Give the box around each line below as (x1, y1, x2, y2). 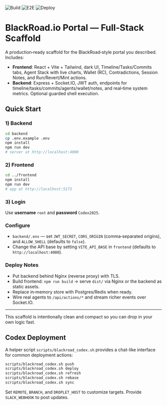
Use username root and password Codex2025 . (5, 209, 100, 216)
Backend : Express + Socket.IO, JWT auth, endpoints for (12, 80, 127, 86)
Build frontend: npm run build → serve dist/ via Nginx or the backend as (12, 278, 162, 284)
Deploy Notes (5, 262, 39, 269)
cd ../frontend (5, 173, 37, 178)
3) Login (5, 198, 26, 205)
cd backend (5, 131, 28, 136)
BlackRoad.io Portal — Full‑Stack (5, 22, 144, 33)
